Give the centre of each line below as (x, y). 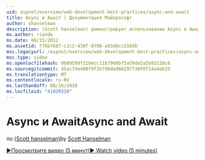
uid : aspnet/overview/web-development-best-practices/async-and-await (98, 12)
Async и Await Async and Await (87, 122)
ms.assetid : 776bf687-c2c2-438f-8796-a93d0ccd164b (72, 46)
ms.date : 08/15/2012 (33, 40)
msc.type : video (27, 57)
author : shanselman (31, 23)
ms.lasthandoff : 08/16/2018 (42, 86)
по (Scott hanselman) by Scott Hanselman (59, 139)
